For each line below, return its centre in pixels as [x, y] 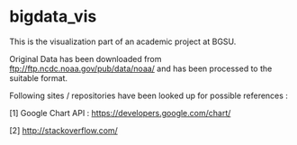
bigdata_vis [53, 17]
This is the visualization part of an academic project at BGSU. [123, 41]
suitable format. [39, 77]
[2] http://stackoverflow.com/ [64, 130]
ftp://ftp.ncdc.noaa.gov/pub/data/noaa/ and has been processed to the [141, 68]
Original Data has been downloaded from [85, 59]
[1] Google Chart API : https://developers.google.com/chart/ [120, 113]
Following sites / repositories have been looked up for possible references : [148, 95]
